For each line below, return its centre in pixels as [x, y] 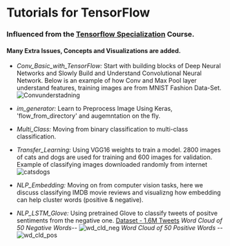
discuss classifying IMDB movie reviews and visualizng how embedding [119, 193]
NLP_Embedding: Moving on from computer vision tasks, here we [109, 185]
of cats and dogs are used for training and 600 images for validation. [114, 157]
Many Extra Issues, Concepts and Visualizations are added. [94, 50]
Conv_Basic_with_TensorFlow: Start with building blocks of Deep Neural [119, 66]
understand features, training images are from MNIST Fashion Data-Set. [119, 88]
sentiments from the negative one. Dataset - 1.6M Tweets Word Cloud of [119, 221]
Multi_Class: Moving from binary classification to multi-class [102, 130]
